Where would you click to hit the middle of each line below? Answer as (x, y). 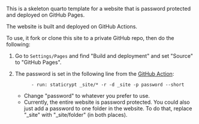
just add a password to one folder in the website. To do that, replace (108, 108)
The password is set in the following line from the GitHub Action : (94, 74)
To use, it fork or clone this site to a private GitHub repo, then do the (90, 38)
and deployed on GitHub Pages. (46, 15)
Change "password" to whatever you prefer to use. (87, 96)
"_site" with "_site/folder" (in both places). (76, 115)
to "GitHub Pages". (38, 62)
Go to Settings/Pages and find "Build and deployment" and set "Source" (104, 56)
